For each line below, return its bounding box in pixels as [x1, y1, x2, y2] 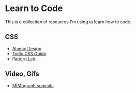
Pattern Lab [12, 56, 35, 62]
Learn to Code [5, 3, 63, 14]
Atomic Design [12, 45, 42, 51]
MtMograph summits [12, 82, 54, 88]
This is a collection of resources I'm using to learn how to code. [5, 19, 132, 25]
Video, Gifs [5, 70, 40, 78]
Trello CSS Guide [12, 51, 46, 56]
